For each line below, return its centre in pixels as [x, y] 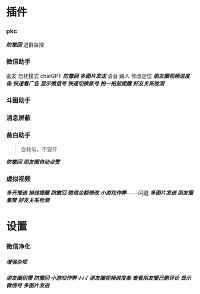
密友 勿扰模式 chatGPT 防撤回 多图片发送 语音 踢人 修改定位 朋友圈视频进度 [98, 76]
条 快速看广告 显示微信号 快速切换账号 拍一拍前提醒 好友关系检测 [85, 83]
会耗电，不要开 [39, 149]
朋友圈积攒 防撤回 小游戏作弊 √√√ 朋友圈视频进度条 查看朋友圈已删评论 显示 [99, 278]
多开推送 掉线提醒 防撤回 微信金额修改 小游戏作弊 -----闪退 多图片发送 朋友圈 [100, 193]
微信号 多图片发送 [28, 286]
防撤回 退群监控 [25, 45]
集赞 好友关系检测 [28, 201]
